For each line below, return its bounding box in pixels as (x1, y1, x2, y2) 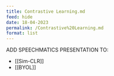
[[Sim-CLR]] (14, 58, 44, 65)
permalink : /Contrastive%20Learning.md (6, 25, 104, 31)
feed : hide (6, 14, 33, 20)
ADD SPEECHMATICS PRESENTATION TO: (6, 46, 109, 53)
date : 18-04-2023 (6, 19, 49, 25)
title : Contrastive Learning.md (6, 8, 85, 15)
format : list (6, 30, 38, 36)
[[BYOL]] (14, 64, 36, 71)
